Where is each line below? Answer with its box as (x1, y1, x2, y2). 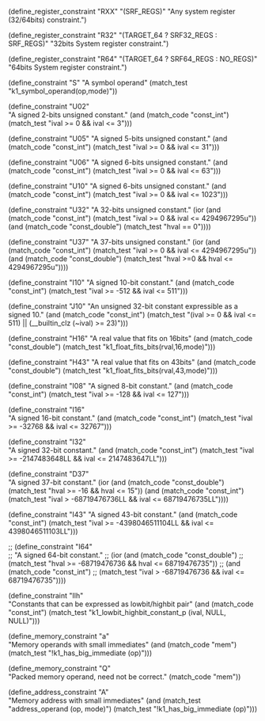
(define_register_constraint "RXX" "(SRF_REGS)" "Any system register (8, 7, 236, 16)
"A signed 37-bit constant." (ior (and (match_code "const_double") (8, 478, 225, 487)
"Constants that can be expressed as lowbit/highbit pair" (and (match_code (8, 599, 254, 609)
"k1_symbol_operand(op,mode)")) (8, 86, 118, 96)
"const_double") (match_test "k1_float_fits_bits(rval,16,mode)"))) (8, 342, 216, 351)
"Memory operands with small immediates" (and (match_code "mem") (8, 640, 237, 649)
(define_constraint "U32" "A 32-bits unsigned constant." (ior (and (8, 205, 221, 214)
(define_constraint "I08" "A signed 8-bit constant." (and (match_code (8, 381, 233, 390)
